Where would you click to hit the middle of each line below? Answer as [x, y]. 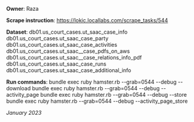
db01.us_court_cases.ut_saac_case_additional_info [69, 70]
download [19, 88]
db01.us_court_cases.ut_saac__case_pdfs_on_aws [68, 51]
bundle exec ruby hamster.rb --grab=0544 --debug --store [114, 95]
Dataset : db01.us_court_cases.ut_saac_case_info [67, 32]
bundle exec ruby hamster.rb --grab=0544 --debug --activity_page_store [97, 101]
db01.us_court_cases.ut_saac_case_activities [62, 45]
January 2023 [24, 113]
